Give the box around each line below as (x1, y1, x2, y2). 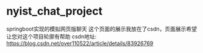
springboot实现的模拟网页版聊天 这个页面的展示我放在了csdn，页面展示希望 (6, 25, 197, 32)
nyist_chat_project (6, 4, 102, 18)
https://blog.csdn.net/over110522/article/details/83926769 (6, 40, 154, 47)
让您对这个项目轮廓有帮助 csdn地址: (6, 32, 97, 40)
